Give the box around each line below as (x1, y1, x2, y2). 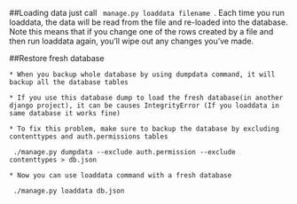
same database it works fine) (9, 109, 121, 118)
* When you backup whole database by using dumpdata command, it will (9, 70, 276, 79)
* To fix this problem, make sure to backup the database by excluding (9, 124, 279, 133)
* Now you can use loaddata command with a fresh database (9, 171, 232, 180)
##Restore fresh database (9, 53, 105, 63)
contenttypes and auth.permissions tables (9, 132, 168, 141)
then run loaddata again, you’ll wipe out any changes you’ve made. (9, 35, 254, 46)
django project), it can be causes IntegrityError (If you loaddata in (9, 101, 279, 110)
